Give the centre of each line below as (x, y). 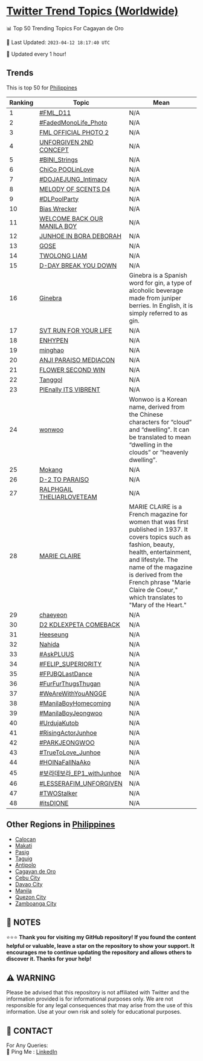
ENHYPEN (53, 340)
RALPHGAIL (56, 489)
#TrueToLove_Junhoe (70, 752)
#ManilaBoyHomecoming (75, 703)
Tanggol (51, 379)
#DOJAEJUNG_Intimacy (73, 179)
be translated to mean (160, 437)
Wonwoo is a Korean (158, 399)
